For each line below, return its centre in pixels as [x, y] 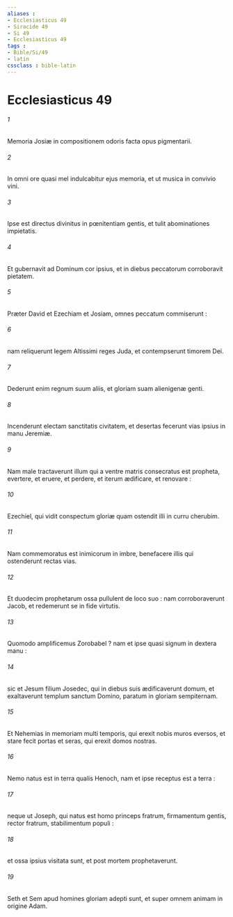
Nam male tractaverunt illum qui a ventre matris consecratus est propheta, [114, 471]
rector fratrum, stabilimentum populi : [61, 824]
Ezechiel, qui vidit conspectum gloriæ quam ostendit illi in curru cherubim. [113, 516]
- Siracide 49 [28, 26]
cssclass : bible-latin [42, 65]
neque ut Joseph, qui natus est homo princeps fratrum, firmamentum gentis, [117, 816]
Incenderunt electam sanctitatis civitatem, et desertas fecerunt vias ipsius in [116, 426]
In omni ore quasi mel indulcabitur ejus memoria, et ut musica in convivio [112, 179]
